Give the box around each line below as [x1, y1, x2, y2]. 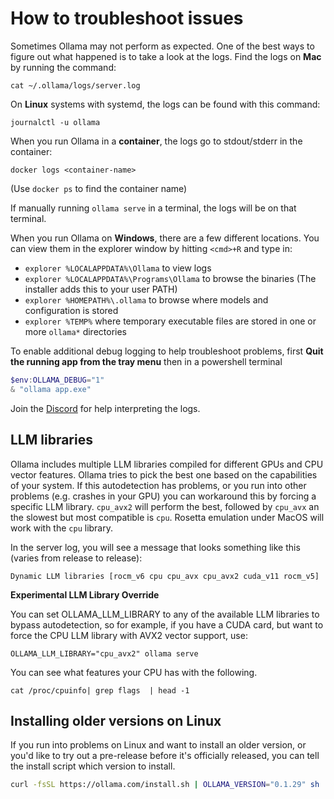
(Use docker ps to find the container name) [10, 182, 188, 194]
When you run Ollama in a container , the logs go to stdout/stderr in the [10, 135, 303, 147]
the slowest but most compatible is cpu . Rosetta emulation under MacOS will [10, 511, 325, 523]
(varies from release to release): [10, 552, 143, 564]
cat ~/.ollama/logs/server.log [10, 80, 141, 91]
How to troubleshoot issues [10, 7, 244, 30]
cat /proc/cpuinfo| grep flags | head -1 [10, 685, 190, 696]
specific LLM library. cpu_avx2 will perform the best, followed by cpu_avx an [10, 500, 320, 512]
